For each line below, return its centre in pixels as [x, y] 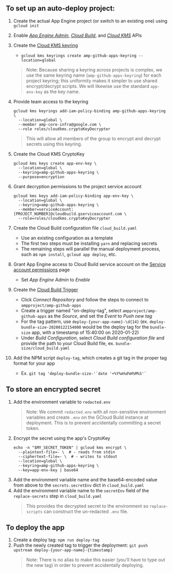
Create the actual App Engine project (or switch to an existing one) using [90, 21]
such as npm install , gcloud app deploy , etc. [69, 254]
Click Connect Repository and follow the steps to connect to [85, 299]
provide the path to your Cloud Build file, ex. [68, 343]
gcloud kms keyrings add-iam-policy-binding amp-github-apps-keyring [90, 111]
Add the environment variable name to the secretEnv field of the [81, 490]
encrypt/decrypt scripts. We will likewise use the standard [88, 86]
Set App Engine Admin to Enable [56, 279]
